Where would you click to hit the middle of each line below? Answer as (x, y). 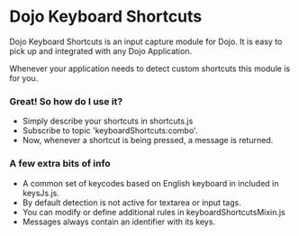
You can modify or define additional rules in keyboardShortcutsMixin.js (154, 212)
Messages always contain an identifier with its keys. (119, 222)
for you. (24, 77)
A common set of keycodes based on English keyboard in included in (150, 183)
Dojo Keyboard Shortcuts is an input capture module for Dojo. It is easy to (146, 41)
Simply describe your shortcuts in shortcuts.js (108, 121)
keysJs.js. (41, 193)
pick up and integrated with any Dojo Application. (100, 50)
